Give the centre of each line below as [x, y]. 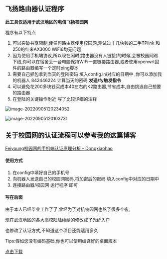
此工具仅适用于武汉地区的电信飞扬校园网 [47, 22]
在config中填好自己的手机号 [41, 173]
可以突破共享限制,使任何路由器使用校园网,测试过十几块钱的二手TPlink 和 [86, 43]
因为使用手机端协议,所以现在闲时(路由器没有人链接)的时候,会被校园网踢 [85, 55]
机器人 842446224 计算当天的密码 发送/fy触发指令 [69, 80]
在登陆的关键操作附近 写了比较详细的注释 [55, 99]
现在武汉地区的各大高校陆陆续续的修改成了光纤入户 [58, 220]
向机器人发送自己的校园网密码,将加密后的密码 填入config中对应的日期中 [86, 178]
